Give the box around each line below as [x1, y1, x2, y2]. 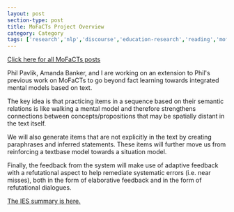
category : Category [7, 29, 64, 37]
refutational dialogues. [7, 183, 72, 192]
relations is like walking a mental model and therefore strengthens [7, 105, 196, 113]
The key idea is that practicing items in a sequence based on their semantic [7, 97, 224, 105]
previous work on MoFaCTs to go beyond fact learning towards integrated [7, 76, 219, 84]
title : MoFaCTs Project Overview [7, 23, 104, 30]
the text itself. [7, 119, 47, 128]
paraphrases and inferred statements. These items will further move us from [7, 140, 226, 149]
